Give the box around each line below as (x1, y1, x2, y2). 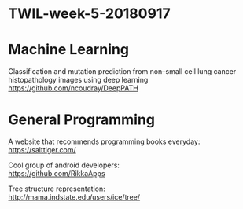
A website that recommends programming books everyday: (8, 137, 201, 146)
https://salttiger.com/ (8, 145, 76, 155)
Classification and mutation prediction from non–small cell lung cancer (8, 67, 237, 76)
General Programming (8, 111, 156, 129)
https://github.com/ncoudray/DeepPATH (8, 83, 139, 93)
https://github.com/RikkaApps (8, 169, 105, 178)
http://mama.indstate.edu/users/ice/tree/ (8, 192, 140, 202)
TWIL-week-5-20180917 (8, 5, 171, 23)
